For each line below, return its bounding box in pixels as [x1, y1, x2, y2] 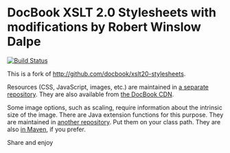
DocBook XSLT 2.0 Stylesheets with [7, 5, 216, 20]
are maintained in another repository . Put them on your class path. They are [7, 117, 221, 126]
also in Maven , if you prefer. [7, 125, 86, 133]
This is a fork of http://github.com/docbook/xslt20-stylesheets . [7, 70, 186, 78]
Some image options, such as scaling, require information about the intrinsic [7, 103, 223, 111]
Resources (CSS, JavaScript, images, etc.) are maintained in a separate [7, 83, 209, 91]
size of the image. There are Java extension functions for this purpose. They [7, 111, 224, 119]
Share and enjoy [7, 138, 54, 146]
